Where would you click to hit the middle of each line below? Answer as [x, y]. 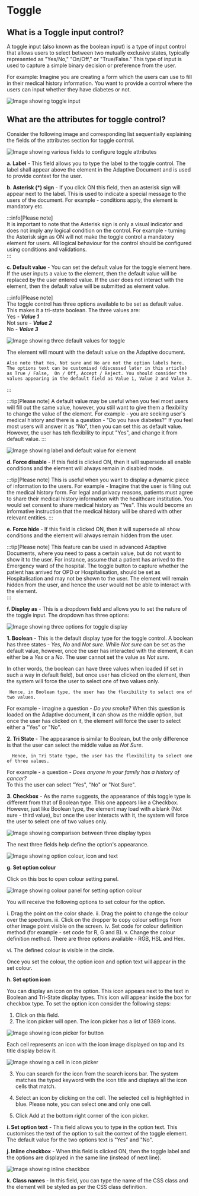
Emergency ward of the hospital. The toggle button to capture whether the [97, 566]
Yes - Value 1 [23, 316]
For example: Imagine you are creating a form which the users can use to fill [99, 77]
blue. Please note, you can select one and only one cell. [83, 1104]
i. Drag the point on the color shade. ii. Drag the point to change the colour [97, 913]
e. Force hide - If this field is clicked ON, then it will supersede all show [93, 529]
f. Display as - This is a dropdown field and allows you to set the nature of [97, 608]
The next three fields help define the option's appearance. [78, 844]
